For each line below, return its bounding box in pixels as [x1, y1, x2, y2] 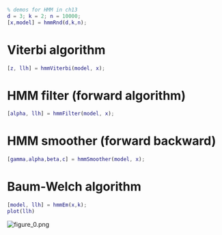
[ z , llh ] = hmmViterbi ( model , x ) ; [7, 65, 106, 72]
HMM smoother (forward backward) [7, 133, 217, 149]
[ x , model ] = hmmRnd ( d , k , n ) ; [7, 19, 87, 26]
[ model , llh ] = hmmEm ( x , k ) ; [7, 202, 87, 208]
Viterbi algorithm [7, 42, 106, 57]
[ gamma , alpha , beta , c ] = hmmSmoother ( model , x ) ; [7, 156, 145, 163]
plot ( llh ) [7, 208, 36, 215]
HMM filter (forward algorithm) [7, 87, 186, 103]
